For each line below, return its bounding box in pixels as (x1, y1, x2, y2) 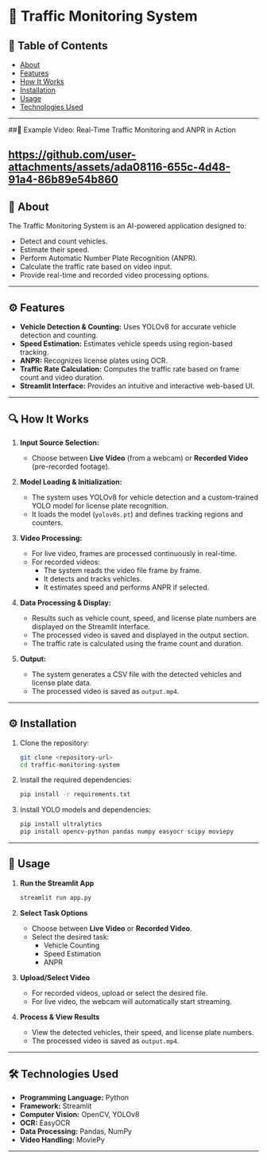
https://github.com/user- (8, 148, 137, 162)
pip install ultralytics (19, 820, 103, 828)
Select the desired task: (31, 932, 110, 941)
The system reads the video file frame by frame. (43, 565, 202, 575)
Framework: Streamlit (19, 1101, 92, 1111)
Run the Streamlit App (19, 878, 95, 888)
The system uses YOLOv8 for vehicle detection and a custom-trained (31, 492, 259, 502)
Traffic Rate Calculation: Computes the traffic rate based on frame (19, 364, 240, 374)
